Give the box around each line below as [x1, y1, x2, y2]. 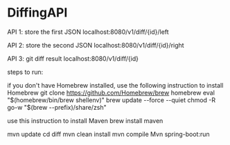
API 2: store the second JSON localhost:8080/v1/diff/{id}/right [7, 41, 185, 49]
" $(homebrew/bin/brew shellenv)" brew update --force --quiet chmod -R [7, 95, 216, 104]
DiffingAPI [7, 5, 68, 21]
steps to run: [7, 68, 44, 76]
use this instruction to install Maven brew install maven [7, 116, 163, 125]
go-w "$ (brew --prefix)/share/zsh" [7, 103, 107, 111]
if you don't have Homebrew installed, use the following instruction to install [7, 81, 224, 89]
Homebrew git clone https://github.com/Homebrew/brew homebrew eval [7, 88, 215, 97]
